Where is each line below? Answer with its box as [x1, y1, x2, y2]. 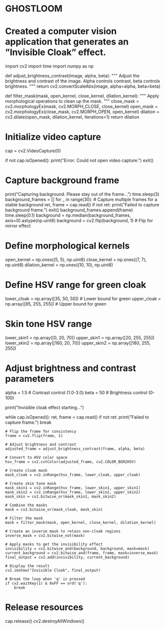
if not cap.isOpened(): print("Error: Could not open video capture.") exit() [5, 157, 154, 164]
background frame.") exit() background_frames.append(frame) [5, 207, 133, 213]
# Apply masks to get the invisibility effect [5, 542, 103, 547]
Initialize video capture [5, 131, 102, 143]
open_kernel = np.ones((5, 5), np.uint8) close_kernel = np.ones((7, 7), [5, 256, 147, 262]
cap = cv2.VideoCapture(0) [5, 148, 61, 154]
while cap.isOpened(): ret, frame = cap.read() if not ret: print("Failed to [5, 414, 150, 420]
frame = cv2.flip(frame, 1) [5, 433, 63, 438]
